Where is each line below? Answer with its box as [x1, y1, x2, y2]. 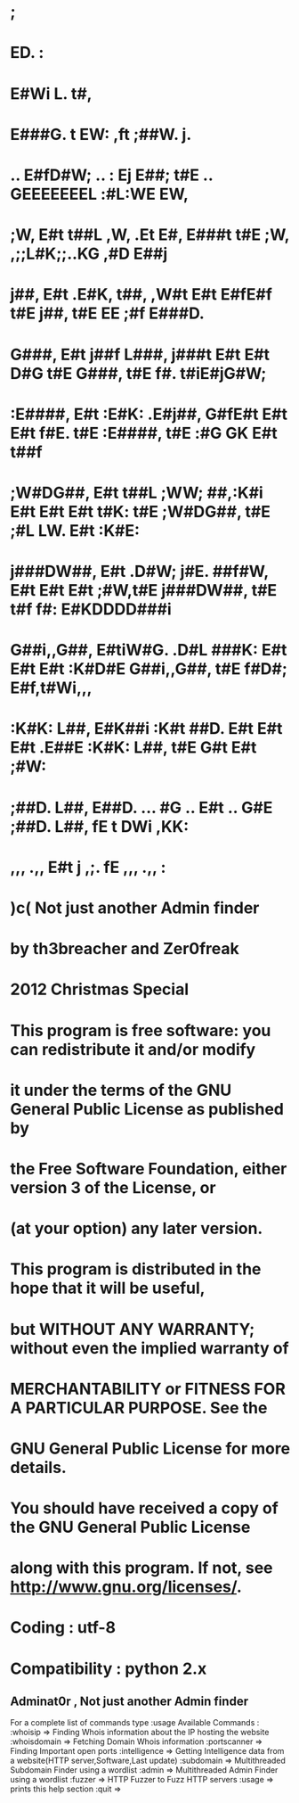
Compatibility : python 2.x [10, 1659, 207, 1678]
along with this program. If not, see [10, 1558, 274, 1578]
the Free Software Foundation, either [10, 1158, 287, 1179]
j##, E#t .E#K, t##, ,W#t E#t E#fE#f [10, 284, 272, 305]
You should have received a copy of [10, 1498, 279, 1519]
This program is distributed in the [10, 1259, 262, 1280]
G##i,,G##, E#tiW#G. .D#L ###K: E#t [10, 640, 287, 661]
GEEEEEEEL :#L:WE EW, [10, 184, 190, 204]
